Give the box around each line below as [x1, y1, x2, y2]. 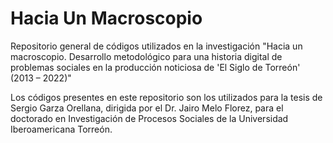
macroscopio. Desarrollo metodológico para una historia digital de [10, 50, 283, 62]
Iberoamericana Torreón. [10, 123, 113, 135]
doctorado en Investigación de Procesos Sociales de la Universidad [10, 112, 289, 124]
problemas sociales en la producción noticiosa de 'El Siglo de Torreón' [10, 61, 301, 73]
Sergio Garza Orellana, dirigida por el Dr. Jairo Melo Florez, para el [10, 102, 284, 114]
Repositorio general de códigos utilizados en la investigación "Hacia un [10, 40, 303, 52]
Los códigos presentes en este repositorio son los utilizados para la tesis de [10, 91, 323, 103]
